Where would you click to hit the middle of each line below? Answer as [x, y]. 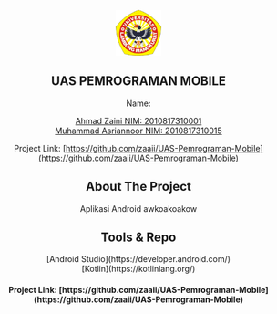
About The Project [138, 187]
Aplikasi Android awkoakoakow [138, 208]
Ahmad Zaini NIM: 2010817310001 [138, 120]
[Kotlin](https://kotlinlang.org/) [138, 269]
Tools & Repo [138, 238]
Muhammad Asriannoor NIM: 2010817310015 [138, 131]
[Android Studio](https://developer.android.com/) [138, 259]
